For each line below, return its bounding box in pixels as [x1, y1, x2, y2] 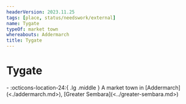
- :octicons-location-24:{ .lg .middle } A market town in [6, 84, 145, 91]
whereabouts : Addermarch [6, 32, 70, 38]
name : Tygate [6, 20, 40, 26]
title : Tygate [6, 37, 43, 43]
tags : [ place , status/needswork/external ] [6, 15, 116, 21]
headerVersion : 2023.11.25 [6, 9, 75, 15]
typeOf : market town [6, 26, 59, 32]
